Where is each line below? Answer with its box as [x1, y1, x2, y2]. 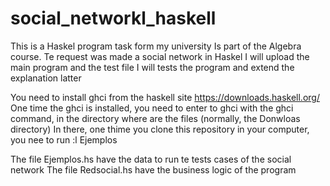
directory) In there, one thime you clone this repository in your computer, [10, 123, 310, 135]
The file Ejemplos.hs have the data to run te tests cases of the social [10, 153, 292, 165]
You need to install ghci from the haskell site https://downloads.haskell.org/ [10, 91, 320, 103]
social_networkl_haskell [10, 7, 217, 30]
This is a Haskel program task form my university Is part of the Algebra [10, 40, 302, 52]
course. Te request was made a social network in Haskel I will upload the [10, 50, 310, 62]
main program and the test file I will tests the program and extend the [10, 61, 295, 73]
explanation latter [10, 72, 82, 84]
